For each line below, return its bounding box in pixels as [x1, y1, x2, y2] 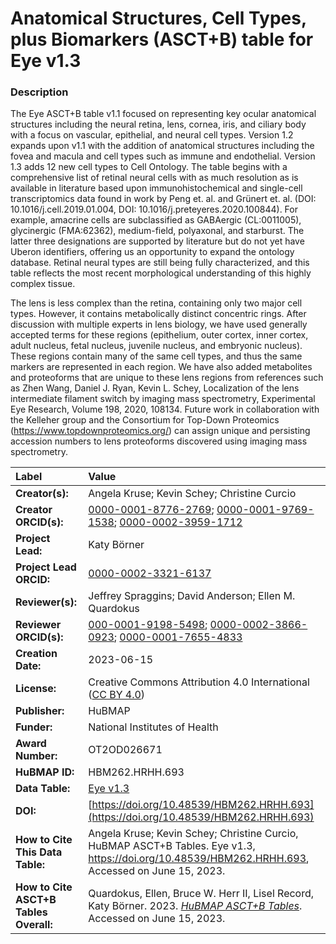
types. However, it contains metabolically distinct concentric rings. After [10, 308, 307, 320]
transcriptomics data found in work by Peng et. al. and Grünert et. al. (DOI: [10, 193, 317, 205]
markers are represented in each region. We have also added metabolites [10, 361, 313, 373]
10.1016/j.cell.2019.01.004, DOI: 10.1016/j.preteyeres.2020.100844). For [10, 203, 298, 216]
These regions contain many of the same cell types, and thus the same [10, 350, 303, 362]
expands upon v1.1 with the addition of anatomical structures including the [10, 140, 315, 152]
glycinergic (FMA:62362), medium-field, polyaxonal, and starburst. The [10, 225, 305, 237]
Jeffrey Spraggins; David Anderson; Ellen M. [88, 589, 296, 603]
